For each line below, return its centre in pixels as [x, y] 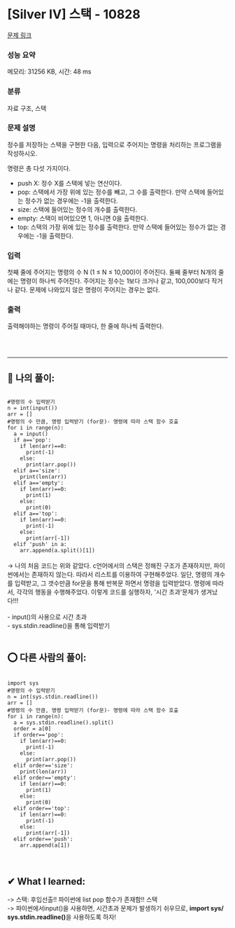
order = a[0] [33, 729]
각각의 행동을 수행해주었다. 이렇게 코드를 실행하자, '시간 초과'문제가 [108, 592]
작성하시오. [22, 153]
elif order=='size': [43, 766]
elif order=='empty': [45, 778]
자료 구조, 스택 [27, 108]
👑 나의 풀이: [31, 378]
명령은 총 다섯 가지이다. [39, 168]
